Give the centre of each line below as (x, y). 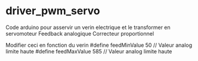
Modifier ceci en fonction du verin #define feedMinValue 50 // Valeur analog (99, 45)
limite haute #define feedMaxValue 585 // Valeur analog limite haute (89, 51)
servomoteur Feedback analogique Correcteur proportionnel (80, 33)
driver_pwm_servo (53, 11)
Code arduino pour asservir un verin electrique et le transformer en (88, 27)
